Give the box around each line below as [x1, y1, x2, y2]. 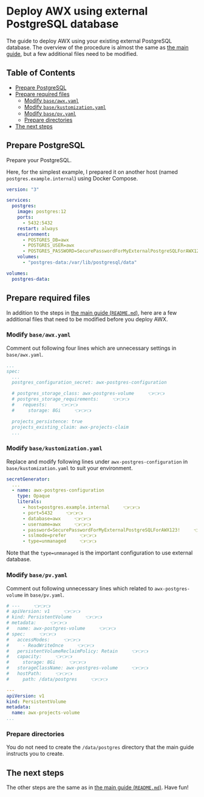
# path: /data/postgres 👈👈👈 [6, 676, 107, 682]
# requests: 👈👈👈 [12, 402, 78, 408]
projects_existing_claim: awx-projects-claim [12, 424, 129, 430]
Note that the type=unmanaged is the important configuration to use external [6, 549, 193, 556]
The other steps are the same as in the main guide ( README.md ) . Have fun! [6, 784, 189, 791]
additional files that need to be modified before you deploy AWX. [6, 315, 168, 323]
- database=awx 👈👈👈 [22, 515, 91, 522]
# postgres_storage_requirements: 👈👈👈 [12, 396, 129, 402]
